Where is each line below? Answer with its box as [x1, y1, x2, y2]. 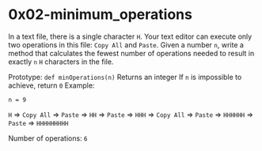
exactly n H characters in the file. [8, 57, 114, 66]
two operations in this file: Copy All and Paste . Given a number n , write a [8, 40, 244, 49]
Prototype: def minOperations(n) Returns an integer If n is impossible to [8, 72, 242, 81]
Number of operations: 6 [8, 133, 88, 143]
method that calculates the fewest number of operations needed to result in [8, 48, 255, 58]
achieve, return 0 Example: [8, 81, 95, 90]
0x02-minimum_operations [8, 6, 192, 24]
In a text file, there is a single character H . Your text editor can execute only [8, 32, 253, 41]
